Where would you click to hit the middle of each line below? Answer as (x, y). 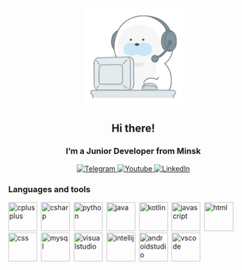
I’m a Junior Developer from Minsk (133, 151)
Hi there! (133, 129)
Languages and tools (50, 189)
